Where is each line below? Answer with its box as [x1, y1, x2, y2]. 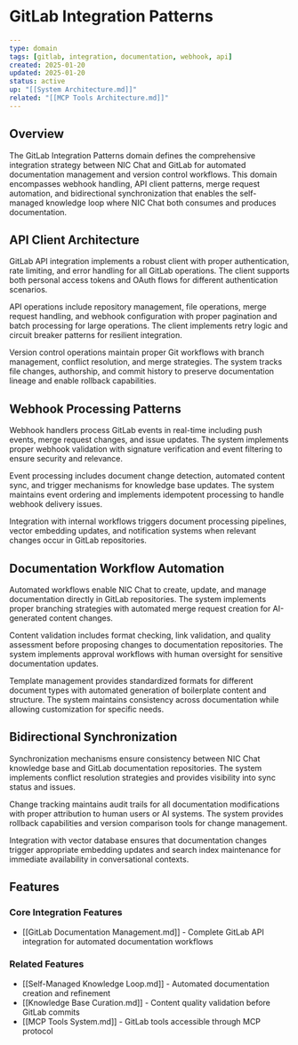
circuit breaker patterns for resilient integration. [9, 330, 182, 341]
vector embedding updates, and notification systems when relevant [9, 526, 256, 536]
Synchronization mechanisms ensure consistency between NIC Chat [9, 753, 261, 764]
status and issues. [9, 781, 76, 792]
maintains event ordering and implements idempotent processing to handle [9, 489, 285, 500]
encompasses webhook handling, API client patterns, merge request [9, 178, 261, 189]
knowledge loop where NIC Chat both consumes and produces [45, 197, 277, 208]
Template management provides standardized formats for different [9, 676, 254, 687]
